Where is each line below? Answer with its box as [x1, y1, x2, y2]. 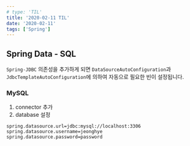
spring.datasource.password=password [6, 134, 103, 141]
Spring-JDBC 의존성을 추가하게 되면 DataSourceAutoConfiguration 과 [6, 65, 172, 73]
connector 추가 [15, 103, 53, 111]
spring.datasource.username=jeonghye [6, 129, 103, 135]
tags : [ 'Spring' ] [6, 26, 51, 32]
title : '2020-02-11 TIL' [6, 15, 70, 21]
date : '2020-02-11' [6, 20, 56, 26]
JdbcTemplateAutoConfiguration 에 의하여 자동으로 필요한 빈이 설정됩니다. [6, 73, 184, 81]
